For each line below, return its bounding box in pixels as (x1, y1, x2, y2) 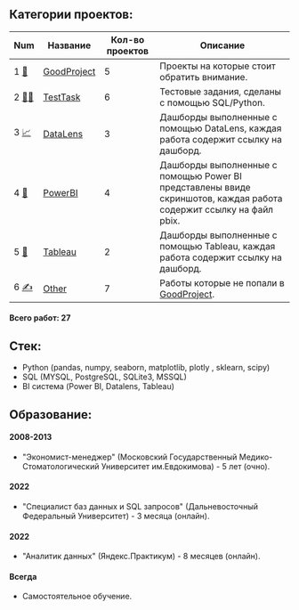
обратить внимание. (159, 70, 248, 83)
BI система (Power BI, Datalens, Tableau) (21, 381, 175, 392)
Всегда (9, 571, 37, 582)
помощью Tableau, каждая (159, 240, 276, 252)
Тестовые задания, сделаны (159, 85, 282, 97)
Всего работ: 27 (9, 313, 71, 323)
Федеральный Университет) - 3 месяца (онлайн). (21, 511, 210, 522)
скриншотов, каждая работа (159, 191, 283, 204)
